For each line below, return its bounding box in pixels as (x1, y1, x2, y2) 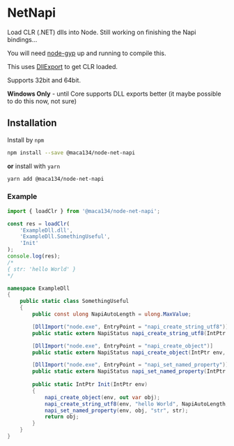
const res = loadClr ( (7, 220, 70, 228)
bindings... (7, 35, 38, 43)
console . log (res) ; (7, 253, 61, 260)
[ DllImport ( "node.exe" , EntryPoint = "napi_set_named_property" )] (32, 362, 229, 369)
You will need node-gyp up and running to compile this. (7, 49, 166, 57)
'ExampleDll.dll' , (19, 227, 73, 234)
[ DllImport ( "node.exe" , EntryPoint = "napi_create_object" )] (32, 342, 214, 350)
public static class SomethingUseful (19, 298, 130, 305)
